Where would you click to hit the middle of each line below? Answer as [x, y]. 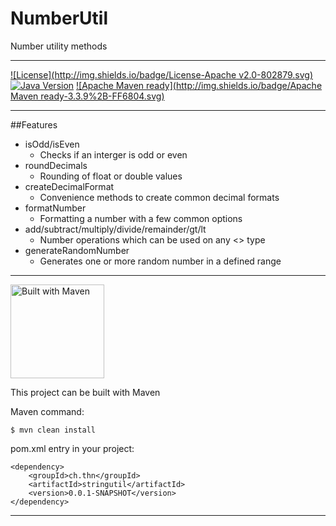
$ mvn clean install [53, 430]
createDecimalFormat [69, 186]
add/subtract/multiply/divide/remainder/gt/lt [115, 229]
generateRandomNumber [77, 250]
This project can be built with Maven [85, 392]
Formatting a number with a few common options [141, 218]
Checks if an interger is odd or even [113, 154]
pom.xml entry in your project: [72, 448]
